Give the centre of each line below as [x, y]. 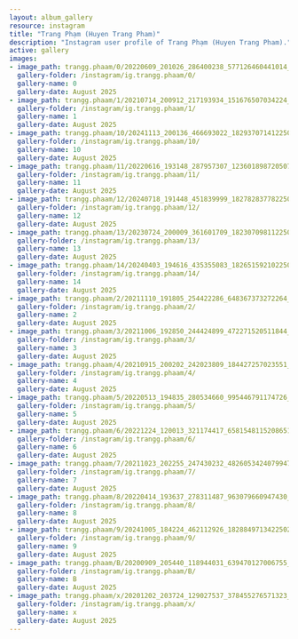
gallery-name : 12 [49, 216]
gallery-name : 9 [47, 546]
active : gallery [39, 51]
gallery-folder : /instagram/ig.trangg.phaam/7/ [107, 472]
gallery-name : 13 [49, 249]
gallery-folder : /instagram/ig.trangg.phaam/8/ [107, 505]
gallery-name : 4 [47, 381]
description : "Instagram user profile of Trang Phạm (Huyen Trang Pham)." [150, 42]
